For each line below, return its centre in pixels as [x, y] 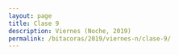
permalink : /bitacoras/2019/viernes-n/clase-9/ [90, 38]
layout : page [30, 16]
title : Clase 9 [34, 23]
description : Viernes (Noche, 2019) [70, 31]
